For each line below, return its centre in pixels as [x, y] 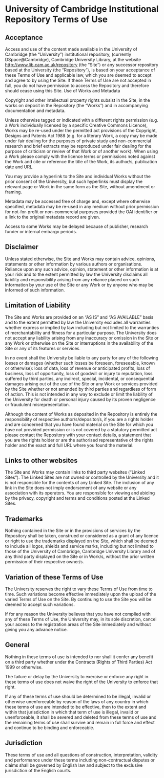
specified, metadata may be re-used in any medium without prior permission [82, 207]
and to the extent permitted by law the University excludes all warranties [78, 322]
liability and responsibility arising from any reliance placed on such [72, 279]
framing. [13, 192]
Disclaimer [22, 247]
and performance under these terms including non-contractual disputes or [80, 760]
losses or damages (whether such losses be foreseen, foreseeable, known [80, 363]
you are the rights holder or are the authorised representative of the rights [79, 440]
